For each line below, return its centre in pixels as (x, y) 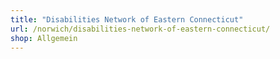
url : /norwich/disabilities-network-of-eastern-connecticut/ (140, 29)
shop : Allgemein (44, 38)
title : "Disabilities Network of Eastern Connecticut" (127, 19)
